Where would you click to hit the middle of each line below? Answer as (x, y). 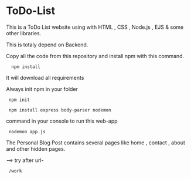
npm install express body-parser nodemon (60, 110)
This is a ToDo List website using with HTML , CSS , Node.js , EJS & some (95, 27)
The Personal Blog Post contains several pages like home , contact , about (96, 143)
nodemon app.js (27, 131)
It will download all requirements (45, 77)
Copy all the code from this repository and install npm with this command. (95, 56)
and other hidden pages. (36, 148)
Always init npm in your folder (42, 89)
